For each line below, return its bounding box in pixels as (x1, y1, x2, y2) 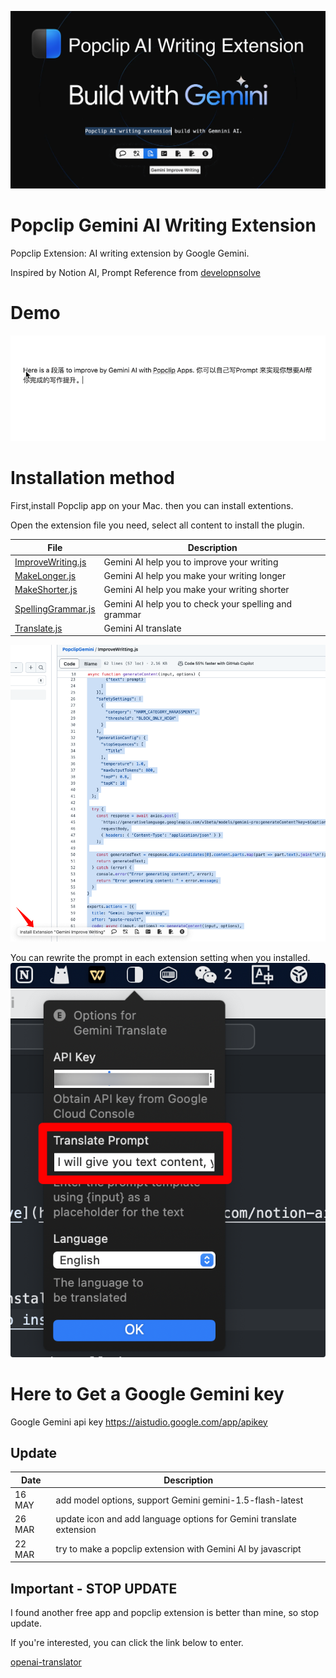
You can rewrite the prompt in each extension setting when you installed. (10, 952, 311, 964)
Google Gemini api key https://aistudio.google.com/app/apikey (10, 1416, 268, 1428)
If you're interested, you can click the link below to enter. (10, 1637, 244, 1649)
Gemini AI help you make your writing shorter (103, 584, 290, 596)
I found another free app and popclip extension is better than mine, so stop (10, 1607, 319, 1619)
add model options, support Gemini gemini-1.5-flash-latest (55, 1494, 304, 1506)
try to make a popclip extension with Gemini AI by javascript (55, 1543, 302, 1555)
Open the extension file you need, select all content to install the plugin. (10, 519, 305, 531)
